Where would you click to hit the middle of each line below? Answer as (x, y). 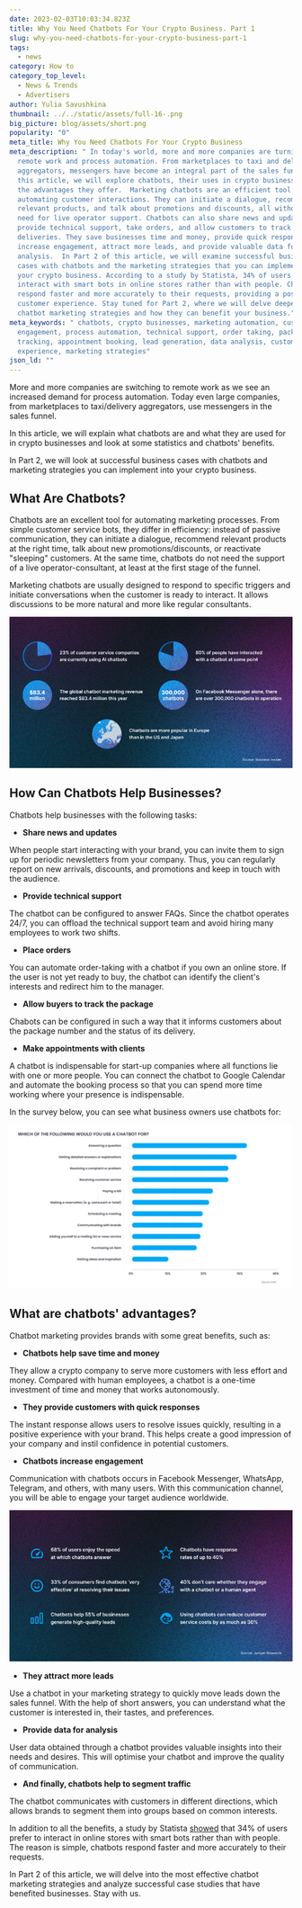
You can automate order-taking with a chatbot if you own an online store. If (148, 967)
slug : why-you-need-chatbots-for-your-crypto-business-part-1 (128, 38)
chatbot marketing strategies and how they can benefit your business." (156, 313)
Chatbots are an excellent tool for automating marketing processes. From (145, 520)
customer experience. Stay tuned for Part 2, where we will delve (144, 304)
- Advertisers (44, 94)
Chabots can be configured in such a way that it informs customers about (146, 1021)
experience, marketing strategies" (84, 351)
